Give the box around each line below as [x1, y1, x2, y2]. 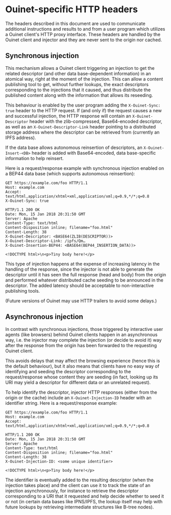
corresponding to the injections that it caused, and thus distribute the [5, 87, 151, 93]
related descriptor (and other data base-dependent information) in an [5, 70, 152, 76]
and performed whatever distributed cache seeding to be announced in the [5, 277, 163, 283]
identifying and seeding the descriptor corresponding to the [5, 368, 131, 374]
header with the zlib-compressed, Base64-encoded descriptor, [29, 118, 162, 124]
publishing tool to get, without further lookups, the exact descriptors [5, 81, 149, 87]
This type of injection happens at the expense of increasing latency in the [5, 261, 160, 267]
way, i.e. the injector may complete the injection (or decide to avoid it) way [5, 337, 162, 343]
